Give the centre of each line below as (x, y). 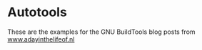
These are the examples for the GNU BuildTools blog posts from (101, 32)
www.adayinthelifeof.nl (41, 39)
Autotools (37, 12)
